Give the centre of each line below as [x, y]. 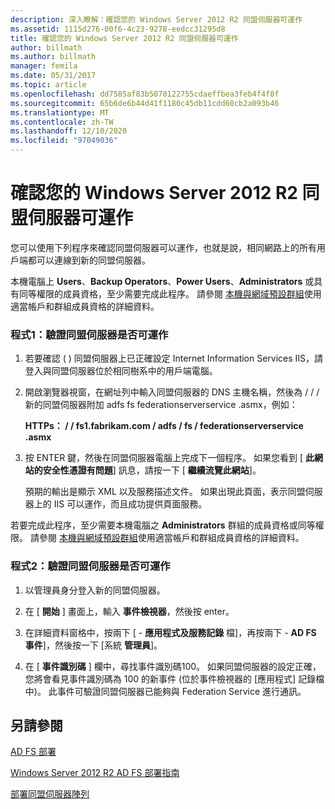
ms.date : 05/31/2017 [53, 76]
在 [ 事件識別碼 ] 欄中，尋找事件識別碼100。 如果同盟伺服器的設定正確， [173, 666]
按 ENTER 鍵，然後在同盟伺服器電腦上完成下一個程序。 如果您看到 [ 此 [169, 458]
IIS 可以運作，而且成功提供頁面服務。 [130, 504]
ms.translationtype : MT [60, 112]
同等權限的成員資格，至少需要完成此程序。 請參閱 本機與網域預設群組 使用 [170, 293]
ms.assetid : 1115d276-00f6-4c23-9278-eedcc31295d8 [118, 29]
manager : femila [44, 66]
